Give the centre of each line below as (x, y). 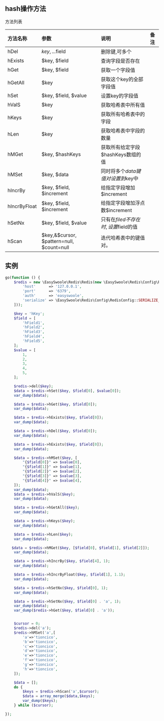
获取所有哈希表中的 (123, 114)
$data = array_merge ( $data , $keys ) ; (59, 696)
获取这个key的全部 (122, 79)
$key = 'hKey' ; (29, 313)
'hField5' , (34, 341)
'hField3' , (34, 332)
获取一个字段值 (118, 70)
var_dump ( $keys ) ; (40, 701)
